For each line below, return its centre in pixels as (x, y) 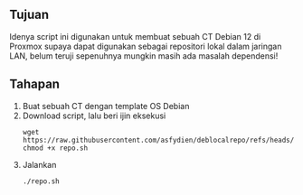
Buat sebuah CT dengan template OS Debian (106, 106)
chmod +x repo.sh (55, 148)
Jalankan (39, 164)
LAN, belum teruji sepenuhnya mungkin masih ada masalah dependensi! (144, 56)
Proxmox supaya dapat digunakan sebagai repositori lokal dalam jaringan (146, 46)
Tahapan (35, 84)
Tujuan (29, 15)
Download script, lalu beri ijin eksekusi (94, 116)
